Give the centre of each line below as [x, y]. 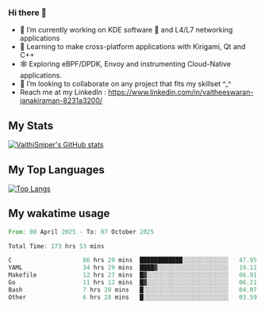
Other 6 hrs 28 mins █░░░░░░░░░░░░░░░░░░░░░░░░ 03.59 [133, 297]
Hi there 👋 [28, 13]
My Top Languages [57, 170]
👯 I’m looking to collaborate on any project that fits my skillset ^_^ [125, 84]
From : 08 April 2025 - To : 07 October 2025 [81, 232]
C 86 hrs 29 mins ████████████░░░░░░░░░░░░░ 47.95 [133, 261]
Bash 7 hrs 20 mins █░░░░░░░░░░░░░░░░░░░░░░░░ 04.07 [133, 290]
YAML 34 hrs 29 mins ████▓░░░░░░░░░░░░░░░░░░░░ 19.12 [133, 268]
